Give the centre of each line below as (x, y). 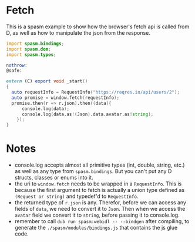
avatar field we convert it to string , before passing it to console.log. (97, 215)
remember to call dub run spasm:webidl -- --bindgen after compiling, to (102, 221)
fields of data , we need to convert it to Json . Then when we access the (100, 209)
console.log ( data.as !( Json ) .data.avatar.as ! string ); (88, 114)
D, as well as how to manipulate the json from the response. (78, 32)
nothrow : (17, 65)
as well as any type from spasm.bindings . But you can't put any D (93, 171)
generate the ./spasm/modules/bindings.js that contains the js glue (96, 228)
